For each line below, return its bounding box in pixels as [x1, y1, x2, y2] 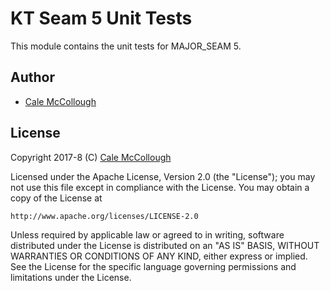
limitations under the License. [10, 271, 132, 283]
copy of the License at [10, 192, 103, 204]
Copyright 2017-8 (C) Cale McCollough [10, 151, 172, 163]
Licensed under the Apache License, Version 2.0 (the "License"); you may [10, 170, 316, 182]
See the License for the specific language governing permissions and [10, 260, 297, 272]
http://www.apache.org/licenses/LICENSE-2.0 [10, 211, 199, 221]
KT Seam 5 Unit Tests [10, 7, 193, 30]
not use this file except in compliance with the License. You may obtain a [10, 181, 310, 193]
